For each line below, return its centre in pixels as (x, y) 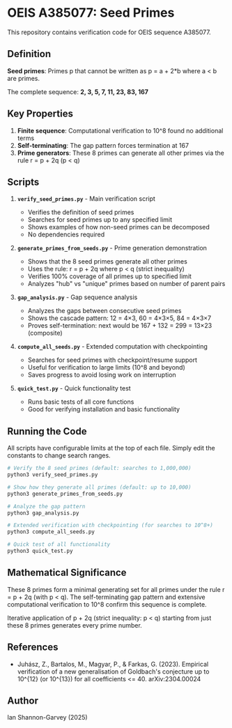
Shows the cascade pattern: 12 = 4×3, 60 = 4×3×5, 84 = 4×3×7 (119, 318)
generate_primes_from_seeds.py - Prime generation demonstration (112, 248)
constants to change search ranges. (59, 455)
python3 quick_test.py (40, 551)
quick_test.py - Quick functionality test (74, 388)
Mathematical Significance (67, 573)
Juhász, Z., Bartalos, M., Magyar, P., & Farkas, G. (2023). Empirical (113, 664)
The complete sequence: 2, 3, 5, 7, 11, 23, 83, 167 (78, 91)
